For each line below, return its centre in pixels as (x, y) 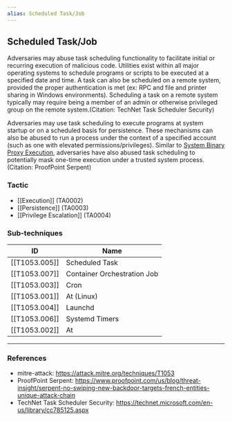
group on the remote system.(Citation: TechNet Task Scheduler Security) (111, 110)
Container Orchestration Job (112, 274)
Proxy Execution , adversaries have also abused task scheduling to (101, 152)
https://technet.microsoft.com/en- (165, 403)
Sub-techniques (35, 233)
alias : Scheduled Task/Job (46, 14)
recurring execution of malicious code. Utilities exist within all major (103, 66)
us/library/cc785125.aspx (53, 410)
